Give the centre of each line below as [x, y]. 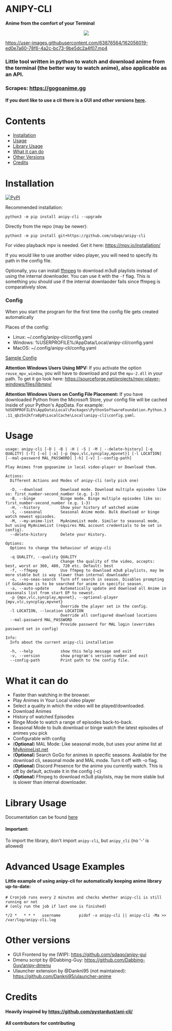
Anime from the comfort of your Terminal [50, 23]
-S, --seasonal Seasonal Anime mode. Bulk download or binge [85, 512]
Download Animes [32, 711]
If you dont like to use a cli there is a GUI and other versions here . [76, 100]
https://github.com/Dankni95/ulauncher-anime [62, 976]
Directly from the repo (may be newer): [46, 226]
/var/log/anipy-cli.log [31, 920]
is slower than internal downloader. [50, 782]
